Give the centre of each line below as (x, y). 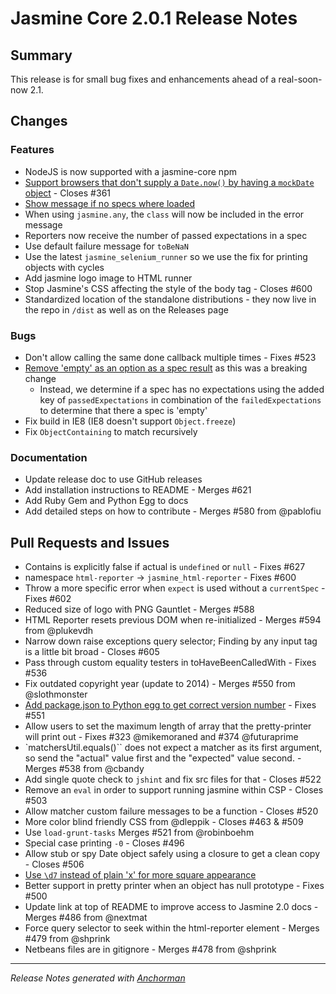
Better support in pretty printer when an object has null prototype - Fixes (174, 886)
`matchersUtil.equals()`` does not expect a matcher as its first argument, (173, 748)
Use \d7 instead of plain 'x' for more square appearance (140, 875)
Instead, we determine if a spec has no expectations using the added (182, 389)
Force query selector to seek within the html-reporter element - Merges (172, 928)
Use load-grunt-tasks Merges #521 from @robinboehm (139, 833)
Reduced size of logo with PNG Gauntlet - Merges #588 (139, 609)
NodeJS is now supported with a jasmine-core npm (130, 171)
